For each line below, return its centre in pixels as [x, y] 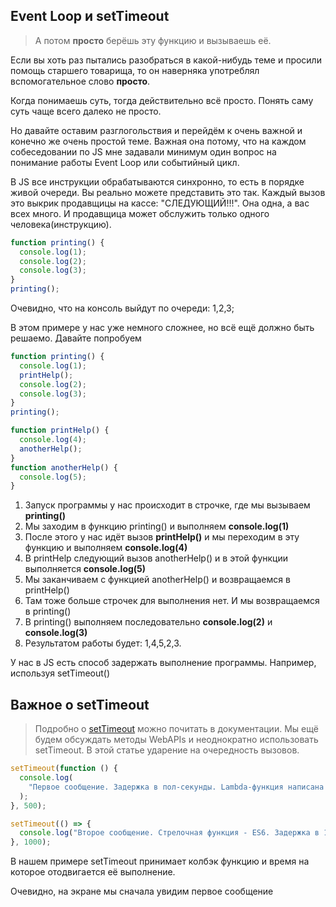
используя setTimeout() [60, 673]
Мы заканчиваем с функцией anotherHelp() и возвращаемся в [157, 580]
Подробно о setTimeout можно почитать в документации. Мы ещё [176, 729]
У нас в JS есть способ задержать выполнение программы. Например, [163, 663]
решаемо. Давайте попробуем [76, 338]
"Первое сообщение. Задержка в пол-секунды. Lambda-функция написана [176, 787]
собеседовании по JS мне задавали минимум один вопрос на [143, 151]
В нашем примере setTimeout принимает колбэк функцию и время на [160, 861]
